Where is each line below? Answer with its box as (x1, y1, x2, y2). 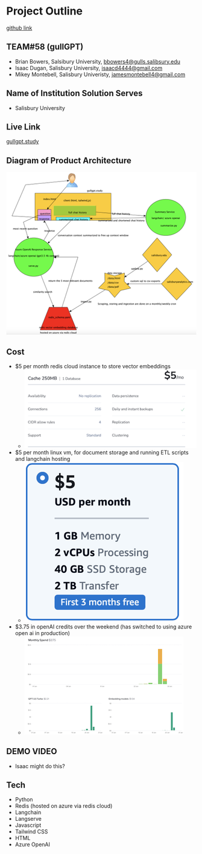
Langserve (14, 815, 42, 823)
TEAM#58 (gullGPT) (6, 42, 84, 52)
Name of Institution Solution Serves (6, 88, 143, 99)
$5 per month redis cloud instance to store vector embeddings (14, 363, 171, 370)
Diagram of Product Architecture (6, 155, 131, 166)
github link (6, 24, 33, 31)
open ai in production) (14, 629, 71, 636)
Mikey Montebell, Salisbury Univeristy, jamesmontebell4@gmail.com (14, 71, 186, 78)
